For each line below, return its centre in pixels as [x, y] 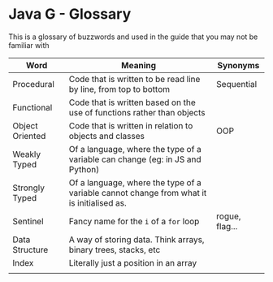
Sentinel [28, 221]
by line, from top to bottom [119, 89]
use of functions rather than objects [137, 112]
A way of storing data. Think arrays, [136, 239]
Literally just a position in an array [133, 262]
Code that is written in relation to [131, 125]
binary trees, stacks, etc [115, 249]
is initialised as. [98, 202]
